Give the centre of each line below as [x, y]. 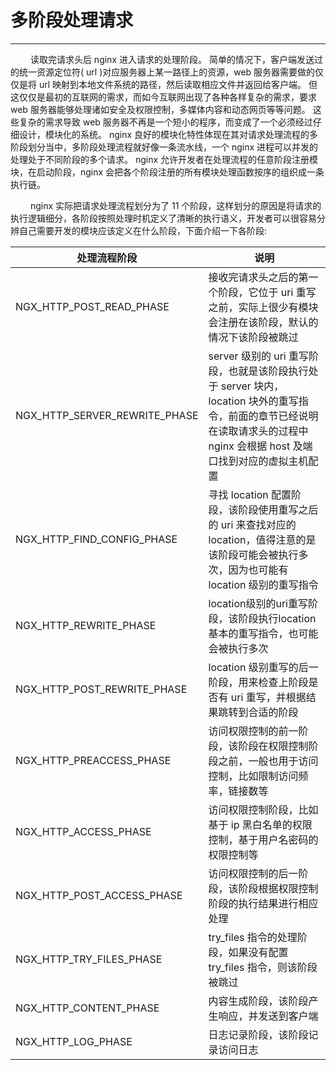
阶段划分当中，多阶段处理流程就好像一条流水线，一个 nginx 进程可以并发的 [164, 147]
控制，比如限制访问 [253, 776]
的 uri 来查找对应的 [252, 524]
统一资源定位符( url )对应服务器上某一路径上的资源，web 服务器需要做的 [167, 72]
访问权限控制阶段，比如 [263, 809]
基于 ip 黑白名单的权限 [260, 824]
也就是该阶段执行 [268, 371]
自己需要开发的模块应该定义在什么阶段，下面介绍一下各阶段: [143, 230]
